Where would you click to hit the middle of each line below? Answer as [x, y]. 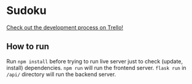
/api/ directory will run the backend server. [61, 74]
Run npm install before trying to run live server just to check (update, [94, 61]
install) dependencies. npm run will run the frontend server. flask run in [96, 68]
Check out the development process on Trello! [65, 27]
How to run [28, 47]
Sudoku [27, 11]
